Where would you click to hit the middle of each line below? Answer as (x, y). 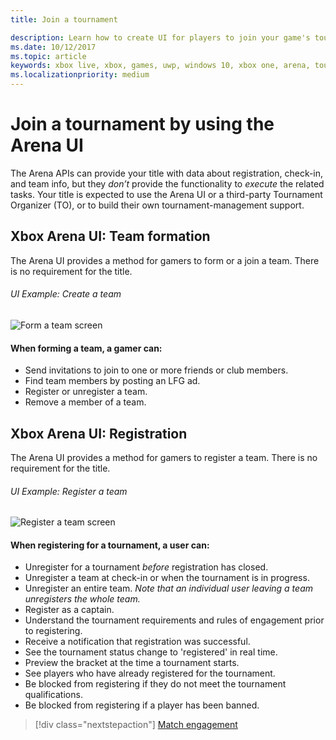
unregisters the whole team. (82, 599)
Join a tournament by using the (142, 124)
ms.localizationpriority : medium (80, 75)
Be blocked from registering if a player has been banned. (142, 705)
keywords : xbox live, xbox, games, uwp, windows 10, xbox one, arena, (160, 66)
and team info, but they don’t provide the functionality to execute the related (167, 183)
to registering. (53, 631)
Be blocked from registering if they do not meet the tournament (155, 684)
